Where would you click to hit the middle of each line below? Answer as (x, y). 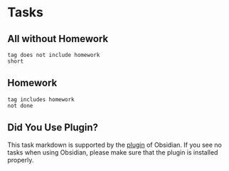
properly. (21, 160)
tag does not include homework (54, 55)
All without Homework (58, 39)
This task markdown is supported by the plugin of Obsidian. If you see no (114, 145)
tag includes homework (41, 99)
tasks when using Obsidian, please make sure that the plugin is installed (113, 152)
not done (20, 105)
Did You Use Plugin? (53, 128)
